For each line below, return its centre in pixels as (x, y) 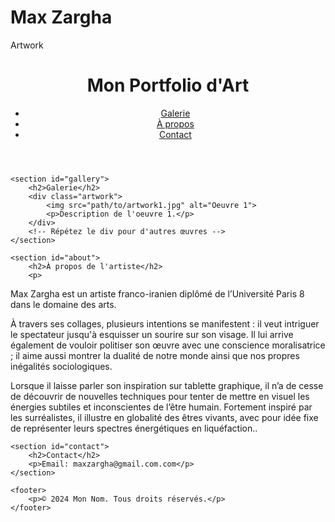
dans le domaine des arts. (63, 304)
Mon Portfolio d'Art (168, 85)
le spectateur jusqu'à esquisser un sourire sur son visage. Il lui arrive (152, 334)
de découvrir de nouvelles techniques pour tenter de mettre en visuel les (160, 396)
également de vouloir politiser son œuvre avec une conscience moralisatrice (168, 345)
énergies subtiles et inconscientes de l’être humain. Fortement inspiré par (161, 407)
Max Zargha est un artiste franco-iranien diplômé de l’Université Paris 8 (157, 293)
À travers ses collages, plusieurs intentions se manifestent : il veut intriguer (165, 323)
